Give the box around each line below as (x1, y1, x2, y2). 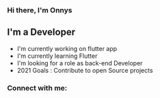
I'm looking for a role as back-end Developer (16, 59, 143, 67)
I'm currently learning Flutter (16, 52, 98, 60)
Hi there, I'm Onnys (7, 5, 72, 15)
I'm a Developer (7, 27, 76, 38)
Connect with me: (7, 83, 68, 93)
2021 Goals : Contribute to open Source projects (16, 66, 153, 74)
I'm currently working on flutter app (16, 44, 118, 52)
